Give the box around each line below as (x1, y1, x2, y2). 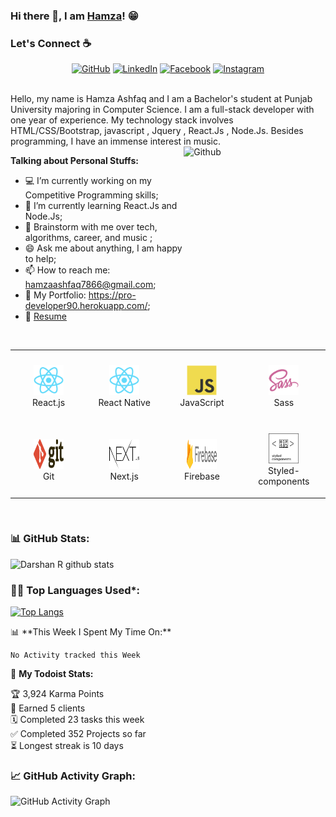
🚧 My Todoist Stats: (10, 668, 94, 680)
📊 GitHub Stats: (10, 532, 90, 546)
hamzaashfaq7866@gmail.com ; (24, 279, 157, 291)
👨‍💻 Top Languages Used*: (10, 583, 141, 597)
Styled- (267, 465, 300, 477)
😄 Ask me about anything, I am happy (24, 242, 183, 254)
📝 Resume (24, 310, 67, 323)
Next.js (109, 470, 139, 482)
